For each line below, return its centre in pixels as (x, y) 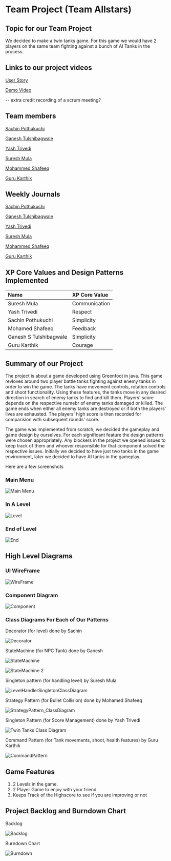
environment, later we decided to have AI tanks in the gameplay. (73, 457)
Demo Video (18, 90)
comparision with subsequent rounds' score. (52, 420)
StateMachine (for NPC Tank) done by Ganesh (54, 651)
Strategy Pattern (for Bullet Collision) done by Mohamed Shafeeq (74, 700)
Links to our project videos (49, 68)
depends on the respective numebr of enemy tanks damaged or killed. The (84, 403)
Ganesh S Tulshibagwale (38, 337)
